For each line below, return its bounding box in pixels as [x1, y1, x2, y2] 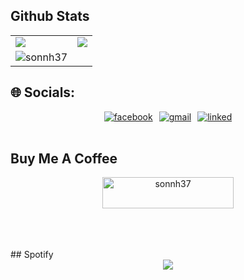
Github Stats [10, 8, 90, 25]
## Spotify [10, 249, 54, 261]
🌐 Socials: [10, 84, 76, 101]
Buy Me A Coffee [10, 150, 118, 168]
